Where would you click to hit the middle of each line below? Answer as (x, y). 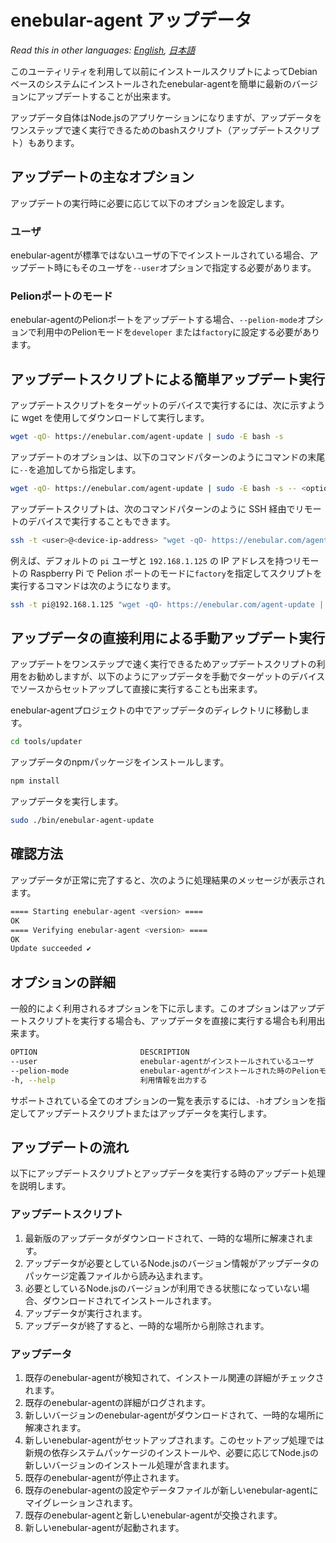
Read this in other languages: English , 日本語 (103, 50)
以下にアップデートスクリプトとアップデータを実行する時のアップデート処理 (168, 1173)
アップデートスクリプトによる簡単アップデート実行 (168, 379)
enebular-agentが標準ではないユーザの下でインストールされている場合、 (160, 255)
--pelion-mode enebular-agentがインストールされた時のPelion (165, 1071)
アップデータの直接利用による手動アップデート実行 (168, 638)
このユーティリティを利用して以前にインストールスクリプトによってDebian (164, 71)
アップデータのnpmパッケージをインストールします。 (120, 762)
